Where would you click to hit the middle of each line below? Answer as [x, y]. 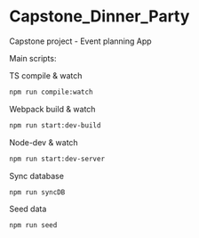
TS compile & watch [46, 75]
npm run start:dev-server [57, 159]
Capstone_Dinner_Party [99, 16]
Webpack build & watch [52, 109]
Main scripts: [33, 58]
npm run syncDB [37, 192]
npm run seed [33, 226]
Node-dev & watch [44, 142]
